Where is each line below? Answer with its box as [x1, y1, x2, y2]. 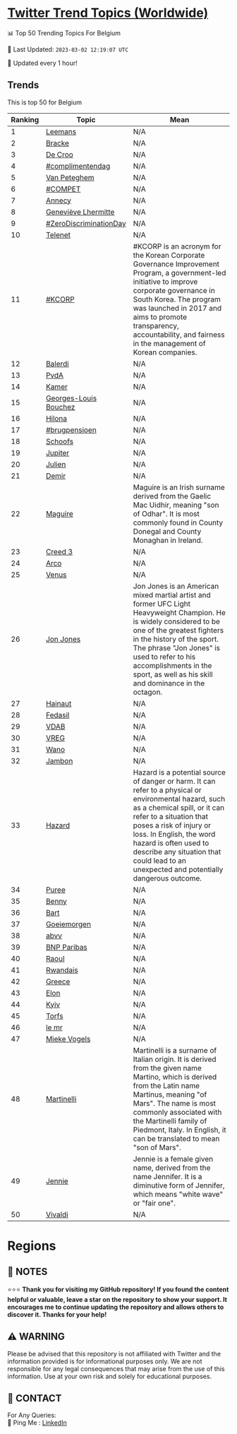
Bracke [45, 138, 69, 148]
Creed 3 [45, 546, 73, 556]
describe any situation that [133, 847, 221, 856]
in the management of [133, 338, 206, 348]
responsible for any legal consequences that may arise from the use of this [7, 1364, 225, 1373]
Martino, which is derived [133, 1072, 217, 1082]
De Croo [45, 150, 74, 160]
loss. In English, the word [133, 829, 216, 839]
